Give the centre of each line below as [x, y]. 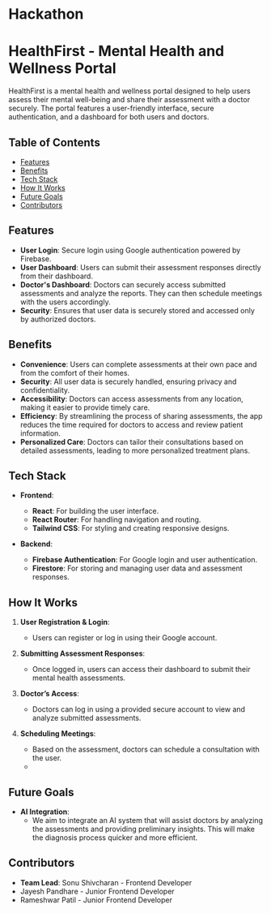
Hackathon [46, 14]
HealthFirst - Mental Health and [116, 52]
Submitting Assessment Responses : [83, 653]
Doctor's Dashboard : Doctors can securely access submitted [123, 284]
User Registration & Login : [65, 622]
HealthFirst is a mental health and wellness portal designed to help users [129, 91]
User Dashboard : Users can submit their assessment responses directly [140, 267]
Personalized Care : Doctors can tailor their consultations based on [132, 441]
